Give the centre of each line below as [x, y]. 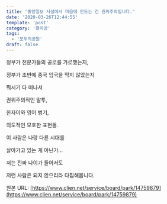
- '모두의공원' [27, 39]
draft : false [22, 45]
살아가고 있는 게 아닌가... [35, 150]
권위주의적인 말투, [27, 100]
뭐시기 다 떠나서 [25, 87]
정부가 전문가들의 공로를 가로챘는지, [47, 62]
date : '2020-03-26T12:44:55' [42, 17]
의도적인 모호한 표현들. [32, 125]
